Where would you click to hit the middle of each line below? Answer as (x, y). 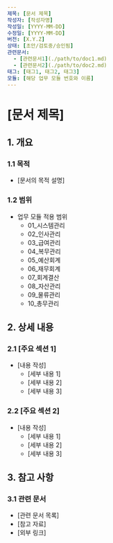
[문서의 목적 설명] (41, 181)
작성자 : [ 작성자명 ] (30, 20)
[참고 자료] (32, 524)
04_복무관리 (44, 251)
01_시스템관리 (46, 225)
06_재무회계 (44, 269)
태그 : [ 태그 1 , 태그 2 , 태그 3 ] (43, 72)
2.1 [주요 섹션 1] (32, 349)
